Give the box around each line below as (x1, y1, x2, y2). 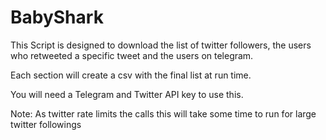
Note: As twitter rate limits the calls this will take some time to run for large (10, 107, 317, 120)
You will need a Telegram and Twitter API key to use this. (10, 88, 244, 100)
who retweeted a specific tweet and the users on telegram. (10, 49, 254, 61)
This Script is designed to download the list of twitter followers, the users (10, 39, 312, 51)
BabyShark (10, 6, 104, 29)
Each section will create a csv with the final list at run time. (10, 69, 252, 81)
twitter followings (10, 118, 82, 130)
